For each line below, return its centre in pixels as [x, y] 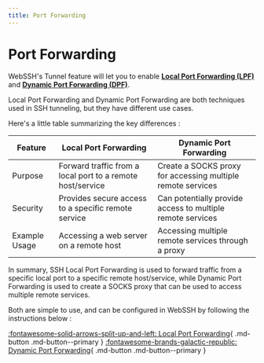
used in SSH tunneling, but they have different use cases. [101, 108]
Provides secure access [103, 198]
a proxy [171, 250]
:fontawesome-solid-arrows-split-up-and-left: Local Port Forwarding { [121, 333]
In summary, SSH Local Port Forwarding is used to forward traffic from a [125, 269]
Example [28, 235]
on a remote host [90, 245]
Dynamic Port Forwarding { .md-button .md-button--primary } [107, 350]
